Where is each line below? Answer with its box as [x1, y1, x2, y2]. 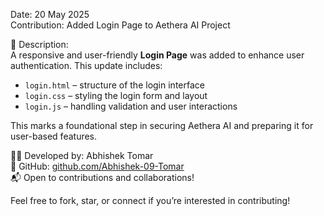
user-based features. [10, 130, 98, 142]
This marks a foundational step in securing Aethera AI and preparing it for [10, 120, 314, 131]
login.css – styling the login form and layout [24, 90, 208, 101]
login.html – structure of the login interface [24, 79, 205, 91]
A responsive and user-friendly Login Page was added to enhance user [10, 49, 305, 61]
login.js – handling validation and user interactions [24, 100, 238, 112]
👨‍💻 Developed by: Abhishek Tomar [10, 150, 154, 161]
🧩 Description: [10, 39, 69, 50]
